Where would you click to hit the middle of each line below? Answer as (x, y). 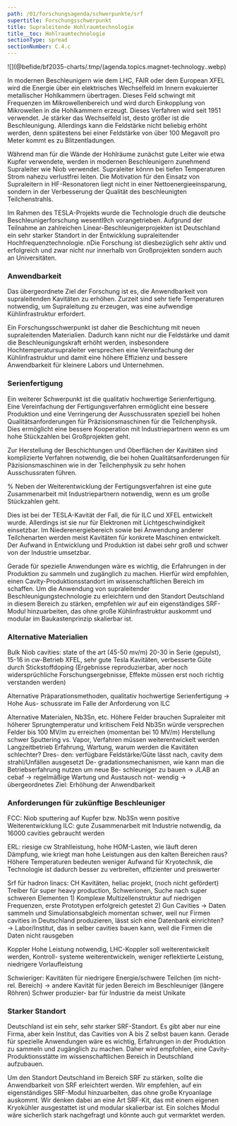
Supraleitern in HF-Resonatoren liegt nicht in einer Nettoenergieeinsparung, (117, 184)
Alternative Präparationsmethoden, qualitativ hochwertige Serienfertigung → (119, 695)
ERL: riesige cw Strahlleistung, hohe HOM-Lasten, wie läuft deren (102, 847)
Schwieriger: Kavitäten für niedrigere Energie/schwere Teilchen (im (105, 978)
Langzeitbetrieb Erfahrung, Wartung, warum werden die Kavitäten (103, 747)
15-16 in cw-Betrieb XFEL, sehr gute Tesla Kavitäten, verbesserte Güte (109, 659)
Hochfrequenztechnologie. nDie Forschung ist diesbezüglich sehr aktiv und (117, 243)
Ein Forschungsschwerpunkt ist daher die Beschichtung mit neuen (104, 328)
